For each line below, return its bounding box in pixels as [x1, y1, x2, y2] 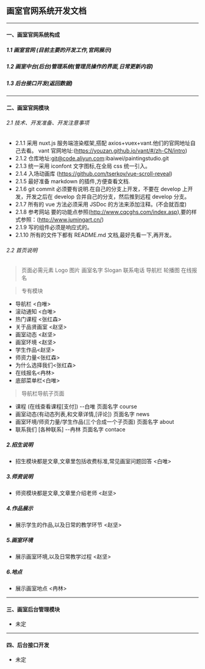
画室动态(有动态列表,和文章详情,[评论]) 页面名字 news [15, 410, 150, 418]
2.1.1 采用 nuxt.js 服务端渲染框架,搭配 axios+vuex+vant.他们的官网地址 [15, 139, 191, 146]
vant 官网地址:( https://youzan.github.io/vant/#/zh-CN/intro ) [38, 146, 188, 154]
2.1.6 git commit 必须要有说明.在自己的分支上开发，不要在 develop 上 [15, 185, 188, 192]
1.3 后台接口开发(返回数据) [6, 79, 73, 87]
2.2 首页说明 [6, 246, 38, 254]
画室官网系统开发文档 [6, 6, 87, 17]
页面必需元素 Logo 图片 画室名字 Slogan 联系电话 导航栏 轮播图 [21, 266, 180, 274]
